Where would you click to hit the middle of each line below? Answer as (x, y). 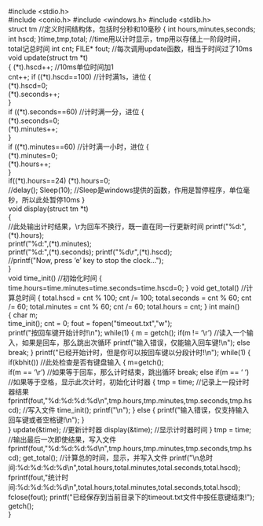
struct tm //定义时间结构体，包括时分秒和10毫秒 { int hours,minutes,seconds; (132, 29)
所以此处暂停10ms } (53, 200)
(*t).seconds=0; (34, 120)
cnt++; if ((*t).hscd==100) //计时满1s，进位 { (80, 77)
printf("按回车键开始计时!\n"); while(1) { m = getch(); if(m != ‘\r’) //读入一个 (128, 333)
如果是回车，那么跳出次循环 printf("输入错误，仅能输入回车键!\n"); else (136, 343)
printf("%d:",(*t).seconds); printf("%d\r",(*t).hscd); (90, 252)
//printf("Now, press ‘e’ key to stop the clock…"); (86, 260)
